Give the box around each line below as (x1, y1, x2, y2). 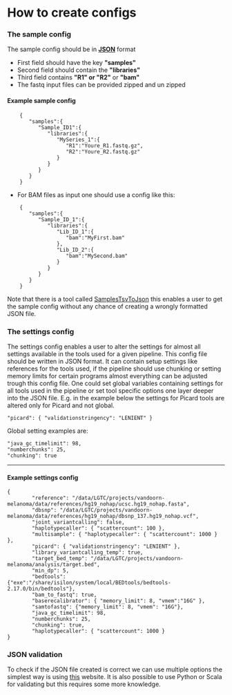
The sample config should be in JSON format (7, 45, 136, 53)
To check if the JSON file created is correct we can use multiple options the (7, 665, 223, 674)
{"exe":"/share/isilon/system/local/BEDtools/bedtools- (7, 580, 171, 586)
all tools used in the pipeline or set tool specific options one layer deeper (7, 386, 214, 395)
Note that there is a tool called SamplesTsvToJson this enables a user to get (7, 295, 223, 303)
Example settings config (7, 473, 79, 481)
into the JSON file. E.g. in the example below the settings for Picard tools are (7, 393, 225, 402)
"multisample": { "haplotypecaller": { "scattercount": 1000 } (32, 531, 217, 538)
